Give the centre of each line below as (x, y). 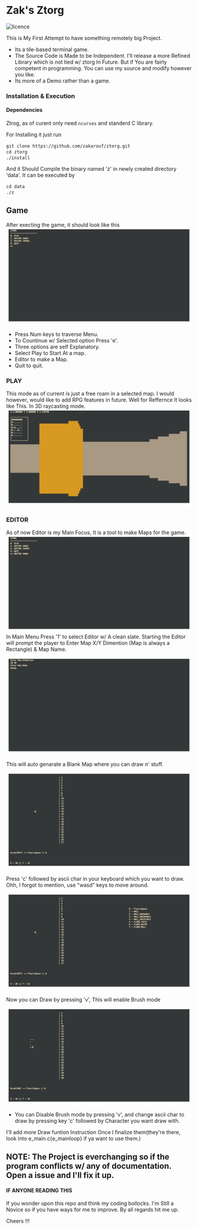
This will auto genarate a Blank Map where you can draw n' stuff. (85, 764)
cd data (16, 187)
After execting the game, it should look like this (63, 225)
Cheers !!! (18, 1221)
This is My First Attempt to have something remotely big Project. (84, 38)
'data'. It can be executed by (41, 175)
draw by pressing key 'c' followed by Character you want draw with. (97, 1121)
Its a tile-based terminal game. (52, 49)
